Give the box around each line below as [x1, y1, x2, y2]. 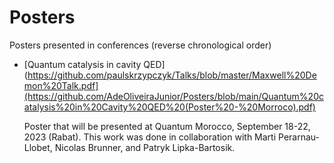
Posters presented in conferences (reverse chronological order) [9, 39, 272, 51]
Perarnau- [278, 131, 320, 143]
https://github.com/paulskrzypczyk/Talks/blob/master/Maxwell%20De [27, 69, 317, 81]
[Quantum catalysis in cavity [23, 58, 142, 70]
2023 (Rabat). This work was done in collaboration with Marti [23, 131, 277, 143]
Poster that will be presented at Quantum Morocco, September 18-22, [23, 120, 311, 132]
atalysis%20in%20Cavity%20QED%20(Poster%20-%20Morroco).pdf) [23, 101, 316, 113]
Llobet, [23, 141, 53, 153]
